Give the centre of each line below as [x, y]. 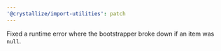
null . [14, 41]
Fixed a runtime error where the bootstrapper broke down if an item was [110, 34]
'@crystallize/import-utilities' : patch [66, 14]
